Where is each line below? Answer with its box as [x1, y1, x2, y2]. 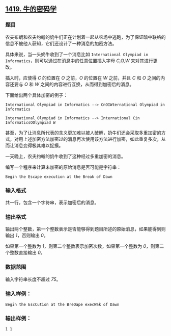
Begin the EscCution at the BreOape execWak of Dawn [5, 302, 120, 307]
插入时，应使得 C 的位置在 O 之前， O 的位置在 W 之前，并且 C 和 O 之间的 [5, 74, 161, 81]
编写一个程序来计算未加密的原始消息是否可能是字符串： [5, 164, 121, 170]
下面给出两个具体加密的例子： [5, 92, 68, 98]
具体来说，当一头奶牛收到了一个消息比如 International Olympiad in [5, 51, 149, 57]
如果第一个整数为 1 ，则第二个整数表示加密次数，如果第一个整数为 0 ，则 [5, 243, 155, 249]
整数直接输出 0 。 [9, 249, 45, 256]
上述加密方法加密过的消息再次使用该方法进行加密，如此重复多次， [22, 136, 161, 142]
